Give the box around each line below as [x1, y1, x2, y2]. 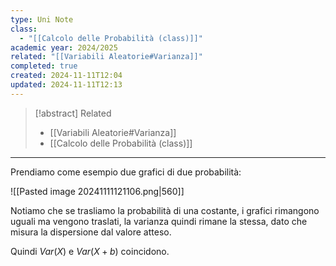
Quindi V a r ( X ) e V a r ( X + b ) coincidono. [10, 245, 170, 257]
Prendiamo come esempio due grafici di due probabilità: [10, 166, 242, 178]
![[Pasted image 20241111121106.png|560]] [10, 185, 185, 197]
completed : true [10, 61, 78, 71]
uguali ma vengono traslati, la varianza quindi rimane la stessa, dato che [10, 215, 308, 227]
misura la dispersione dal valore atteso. [10, 226, 172, 238]
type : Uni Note [10, 14, 74, 25]
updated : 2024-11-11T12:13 [10, 80, 123, 90]
